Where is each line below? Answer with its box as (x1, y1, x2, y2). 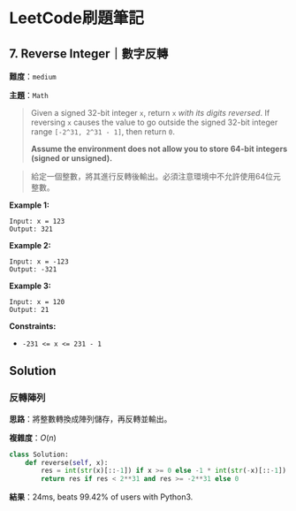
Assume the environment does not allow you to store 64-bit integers (30, 143, 288, 154)
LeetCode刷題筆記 (9, 8, 144, 28)
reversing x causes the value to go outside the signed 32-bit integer (30, 117, 278, 127)
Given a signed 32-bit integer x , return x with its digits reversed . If (30, 108, 270, 118)
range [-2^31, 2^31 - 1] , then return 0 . (30, 126, 175, 137)
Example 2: (9, 240, 51, 250)
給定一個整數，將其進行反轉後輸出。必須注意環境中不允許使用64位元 (30, 172, 281, 181)
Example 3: (9, 280, 51, 291)
